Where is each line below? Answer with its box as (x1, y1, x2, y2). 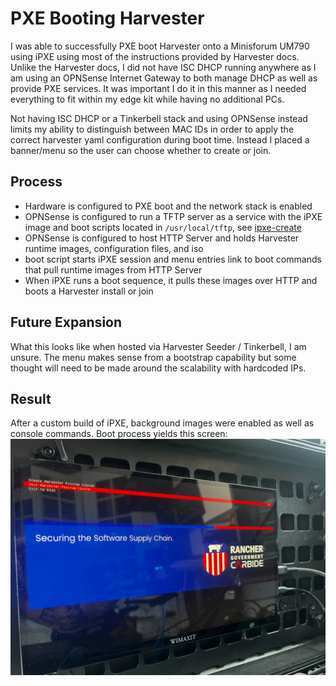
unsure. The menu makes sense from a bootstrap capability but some (10, 351, 297, 363)
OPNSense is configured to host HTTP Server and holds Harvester (24, 232, 300, 244)
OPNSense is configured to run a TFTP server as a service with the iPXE (24, 210, 323, 222)
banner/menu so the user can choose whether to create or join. (10, 144, 272, 156)
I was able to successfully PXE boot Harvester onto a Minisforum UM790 (10, 40, 310, 52)
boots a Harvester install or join (24, 285, 154, 297)
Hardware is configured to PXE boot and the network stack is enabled (24, 200, 313, 212)
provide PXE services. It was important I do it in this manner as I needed (10, 82, 307, 94)
